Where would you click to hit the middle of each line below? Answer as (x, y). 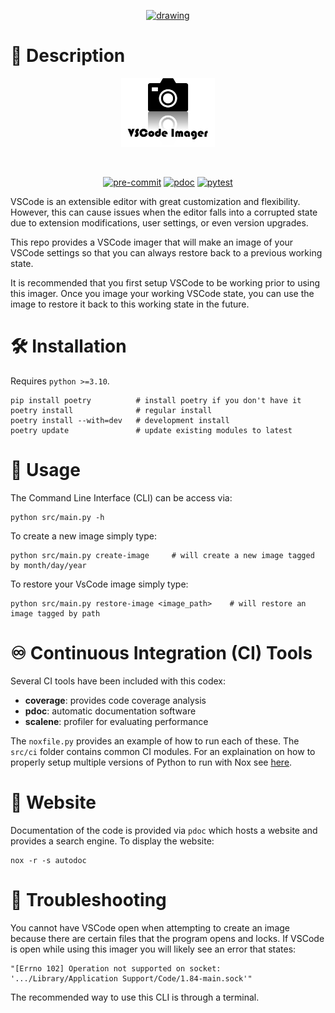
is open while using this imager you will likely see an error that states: (153, 949)
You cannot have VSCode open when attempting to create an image (150, 927)
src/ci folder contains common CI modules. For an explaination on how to (163, 751)
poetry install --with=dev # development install (120, 421)
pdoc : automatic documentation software (110, 711)
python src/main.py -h (57, 517)
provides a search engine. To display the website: (112, 841)
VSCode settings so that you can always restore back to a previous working (166, 253)
